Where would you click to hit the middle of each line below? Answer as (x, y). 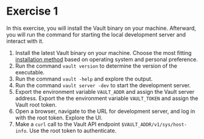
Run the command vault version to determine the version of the (96, 66)
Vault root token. (36, 104)
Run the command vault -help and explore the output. (84, 79)
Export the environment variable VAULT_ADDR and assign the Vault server (105, 91)
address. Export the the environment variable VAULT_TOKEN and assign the (107, 98)
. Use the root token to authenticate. (72, 130)
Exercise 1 (32, 11)
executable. (30, 72)
